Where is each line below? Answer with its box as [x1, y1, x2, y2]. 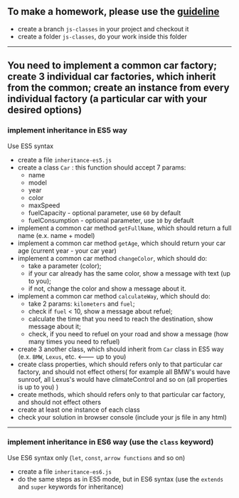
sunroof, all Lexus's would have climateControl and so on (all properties [17, 375, 228, 383]
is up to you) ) [17, 383, 59, 391]
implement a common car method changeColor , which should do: [17, 254, 208, 262]
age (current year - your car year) [17, 246, 117, 255]
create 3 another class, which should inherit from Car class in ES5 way [17, 345, 224, 353]
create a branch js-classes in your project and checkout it [17, 24, 189, 33]
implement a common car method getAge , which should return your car [17, 239, 226, 247]
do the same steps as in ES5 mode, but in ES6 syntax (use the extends [17, 474, 224, 483]
